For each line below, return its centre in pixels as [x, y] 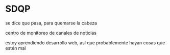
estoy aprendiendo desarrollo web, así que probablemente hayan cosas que [85, 43]
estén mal [16, 48]
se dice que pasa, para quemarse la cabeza [51, 23]
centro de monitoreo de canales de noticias [51, 33]
